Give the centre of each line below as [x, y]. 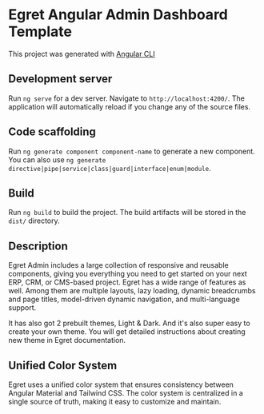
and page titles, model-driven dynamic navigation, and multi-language [124, 299]
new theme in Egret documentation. [67, 340]
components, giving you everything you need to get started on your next [128, 274]
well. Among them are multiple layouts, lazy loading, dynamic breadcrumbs [132, 291]
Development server [60, 79]
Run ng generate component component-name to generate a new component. [132, 151]
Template [40, 32]
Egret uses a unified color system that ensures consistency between [121, 384]
